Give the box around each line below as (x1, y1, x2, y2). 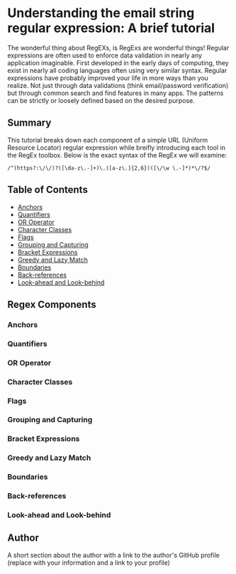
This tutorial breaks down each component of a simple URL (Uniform (7, 136, 208, 144)
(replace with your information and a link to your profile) (7, 558, 170, 567)
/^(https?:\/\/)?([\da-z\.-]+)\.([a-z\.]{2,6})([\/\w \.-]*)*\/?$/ (7, 165, 211, 172)
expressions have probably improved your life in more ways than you (7, 73, 209, 82)
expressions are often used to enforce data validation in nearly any (7, 51, 203, 60)
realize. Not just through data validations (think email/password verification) (7, 81, 229, 89)
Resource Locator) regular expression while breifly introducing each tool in (7, 143, 225, 152)
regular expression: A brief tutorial (7, 20, 215, 36)
